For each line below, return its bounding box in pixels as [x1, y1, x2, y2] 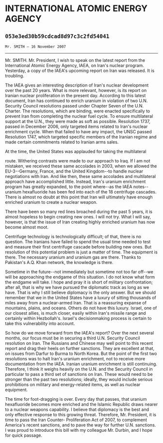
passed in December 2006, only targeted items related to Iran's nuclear [5, 124, 148, 129]
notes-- [133, 184, 149, 190]
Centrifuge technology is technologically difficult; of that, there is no [5, 234, 142, 239]
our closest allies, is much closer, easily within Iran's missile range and [5, 310, 147, 316]
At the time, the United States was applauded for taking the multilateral [5, 149, 147, 154]
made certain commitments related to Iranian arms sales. [5, 139, 119, 145]
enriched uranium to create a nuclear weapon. [5, 199, 98, 205]
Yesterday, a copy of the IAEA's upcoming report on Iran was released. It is [5, 68, 155, 73]
